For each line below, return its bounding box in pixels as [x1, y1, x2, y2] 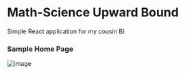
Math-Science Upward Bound [7, 5, 180, 20]
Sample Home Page [7, 44, 74, 54]
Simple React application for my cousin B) [7, 27, 125, 35]
